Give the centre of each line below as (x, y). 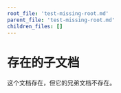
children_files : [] (35, 26)
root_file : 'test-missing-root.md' (58, 13)
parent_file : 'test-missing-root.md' (61, 20)
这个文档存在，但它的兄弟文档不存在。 (61, 83)
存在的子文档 (44, 62)
